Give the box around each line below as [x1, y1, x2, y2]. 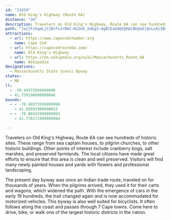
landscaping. [5, 167, 33, 173]
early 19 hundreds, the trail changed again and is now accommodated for [5, 193, 159, 199]
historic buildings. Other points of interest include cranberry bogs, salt [5, 145, 153, 151]
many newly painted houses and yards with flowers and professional [5, 161, 149, 168]
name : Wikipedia [14, 59, 49, 65]
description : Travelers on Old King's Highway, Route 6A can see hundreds [5, 21, 167, 27]
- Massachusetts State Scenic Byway [10, 69, 88, 74]
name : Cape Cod [14, 41, 47, 46]
